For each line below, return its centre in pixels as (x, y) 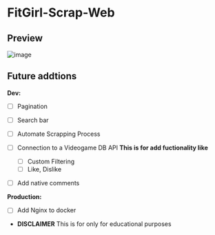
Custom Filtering (51, 162)
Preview (25, 38)
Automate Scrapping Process (59, 134)
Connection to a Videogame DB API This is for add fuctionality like (113, 147)
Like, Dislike (44, 170)
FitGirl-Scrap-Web (61, 13)
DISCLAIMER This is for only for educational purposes (94, 224)
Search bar (33, 120)
